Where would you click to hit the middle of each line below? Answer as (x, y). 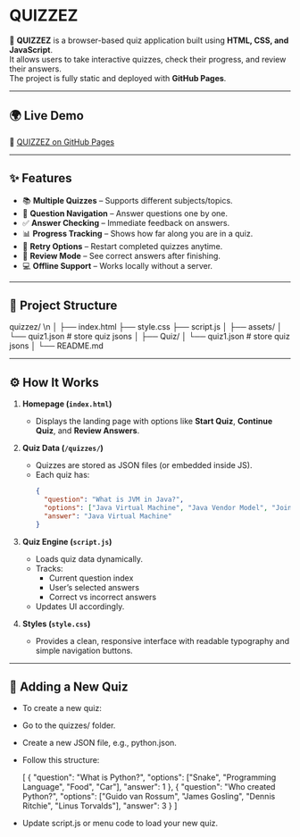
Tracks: (50, 568)
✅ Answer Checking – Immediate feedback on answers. (126, 222)
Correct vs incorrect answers (103, 597)
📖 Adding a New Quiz (69, 686)
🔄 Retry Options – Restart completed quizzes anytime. (122, 246)
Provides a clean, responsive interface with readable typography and (162, 640)
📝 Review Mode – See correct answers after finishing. (121, 255)
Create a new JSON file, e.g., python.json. (99, 743)
